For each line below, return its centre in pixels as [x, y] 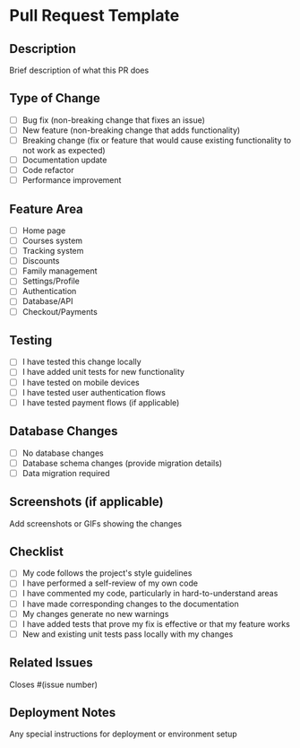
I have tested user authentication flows [94, 392]
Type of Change [55, 98]
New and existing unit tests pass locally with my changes [128, 634]
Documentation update [64, 160]
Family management [60, 271]
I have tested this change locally [81, 362]
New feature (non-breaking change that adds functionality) [131, 130]
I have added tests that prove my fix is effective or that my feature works [156, 623]
